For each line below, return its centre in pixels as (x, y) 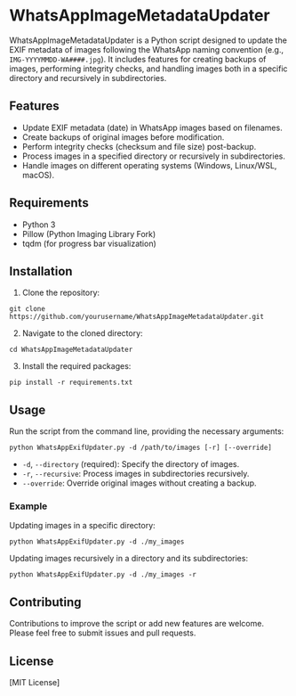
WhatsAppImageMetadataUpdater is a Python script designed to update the (148, 40)
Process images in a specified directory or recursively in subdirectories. (154, 156)
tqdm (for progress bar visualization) (89, 243)
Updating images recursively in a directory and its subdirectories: (129, 559)
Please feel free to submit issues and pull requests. (103, 633)
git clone (28, 309)
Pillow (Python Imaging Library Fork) (89, 233)
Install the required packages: (76, 366)
